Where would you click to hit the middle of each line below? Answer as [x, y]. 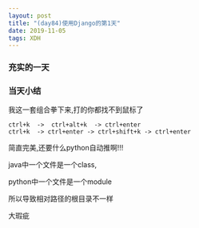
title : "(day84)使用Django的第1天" [65, 23]
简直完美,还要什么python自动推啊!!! [66, 148]
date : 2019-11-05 [37, 30]
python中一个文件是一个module [60, 182]
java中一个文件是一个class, [53, 165]
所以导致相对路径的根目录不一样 [61, 199]
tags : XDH [25, 38]
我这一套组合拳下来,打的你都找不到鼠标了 [76, 110]
